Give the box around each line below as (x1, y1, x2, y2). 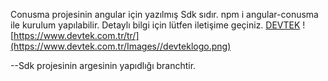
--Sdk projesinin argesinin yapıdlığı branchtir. (10, 60, 197, 71)
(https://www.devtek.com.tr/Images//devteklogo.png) (10, 40, 232, 52)
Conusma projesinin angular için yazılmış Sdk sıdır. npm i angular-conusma (10, 9, 319, 20)
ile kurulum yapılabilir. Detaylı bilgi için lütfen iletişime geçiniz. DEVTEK (10, 19, 301, 31)
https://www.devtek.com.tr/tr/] (13, 30, 140, 41)
